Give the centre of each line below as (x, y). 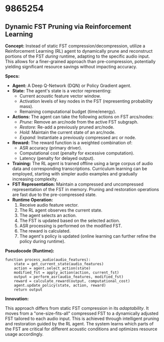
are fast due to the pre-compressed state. (54, 194)
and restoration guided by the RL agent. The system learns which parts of (79, 324)
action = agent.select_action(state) (52, 268)
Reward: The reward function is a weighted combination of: (72, 143)
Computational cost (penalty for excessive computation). (77, 153)
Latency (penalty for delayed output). (57, 158)
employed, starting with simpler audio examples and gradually (75, 174)
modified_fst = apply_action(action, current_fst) (67, 273)
